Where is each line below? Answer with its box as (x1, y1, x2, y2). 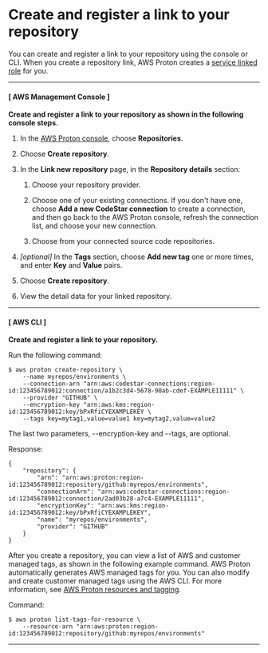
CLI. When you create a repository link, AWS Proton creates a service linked (8, 58, 258, 67)
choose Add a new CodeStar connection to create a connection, (31, 204, 246, 213)
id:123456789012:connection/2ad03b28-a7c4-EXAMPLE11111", (8, 495, 205, 503)
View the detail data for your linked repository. (19, 292, 172, 301)
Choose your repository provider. (31, 180, 141, 189)
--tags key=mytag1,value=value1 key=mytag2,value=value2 (22, 415, 216, 423)
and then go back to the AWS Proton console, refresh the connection (31, 213, 259, 222)
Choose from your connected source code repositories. (31, 237, 215, 246)
